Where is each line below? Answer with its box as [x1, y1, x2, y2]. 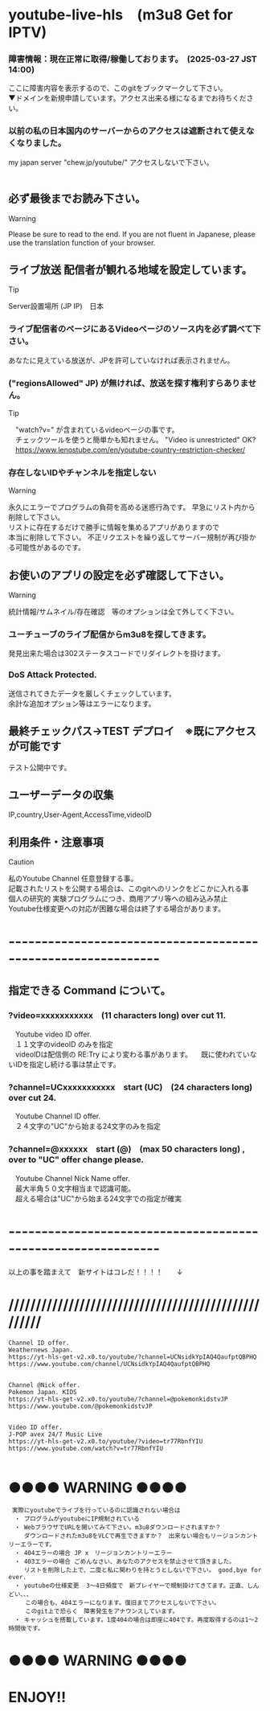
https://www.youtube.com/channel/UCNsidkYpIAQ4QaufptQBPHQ [8, 1360, 211, 1368]
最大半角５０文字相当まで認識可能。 [14, 1184, 135, 1193]
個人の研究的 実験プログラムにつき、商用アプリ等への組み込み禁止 [8, 894, 228, 904]
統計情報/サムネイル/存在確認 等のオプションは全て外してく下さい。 [8, 607, 239, 617]
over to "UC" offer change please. [8, 1154, 145, 1165]
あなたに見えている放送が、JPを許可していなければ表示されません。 [8, 355, 235, 365]
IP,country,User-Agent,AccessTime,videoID [8, 810, 153, 819]
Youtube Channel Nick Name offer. [14, 1173, 130, 1183]
